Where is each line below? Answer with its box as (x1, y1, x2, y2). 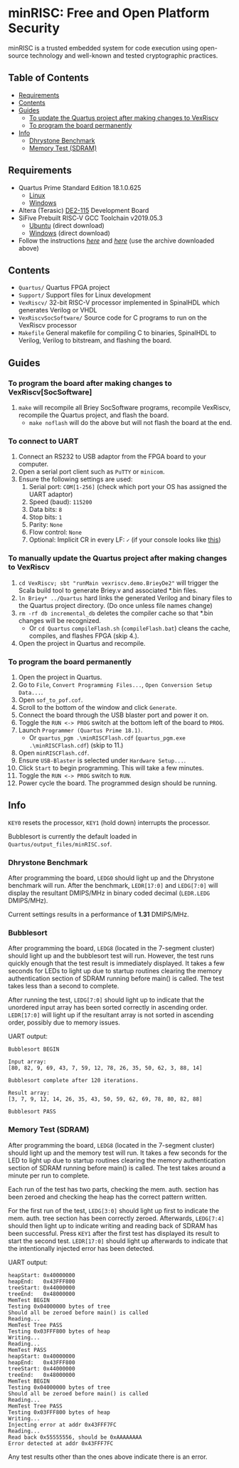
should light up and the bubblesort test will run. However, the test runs (8, 952, 214, 960)
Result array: (8, 1089, 51, 1097)
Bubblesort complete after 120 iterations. (8, 1077, 139, 1084)
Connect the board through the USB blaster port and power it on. (18, 711, 209, 719)
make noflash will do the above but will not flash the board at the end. (28, 419, 233, 427)
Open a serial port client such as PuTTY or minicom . (18, 468, 166, 476)
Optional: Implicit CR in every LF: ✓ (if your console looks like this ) (28, 535, 221, 544)
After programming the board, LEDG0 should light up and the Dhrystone (8, 874, 215, 882)
